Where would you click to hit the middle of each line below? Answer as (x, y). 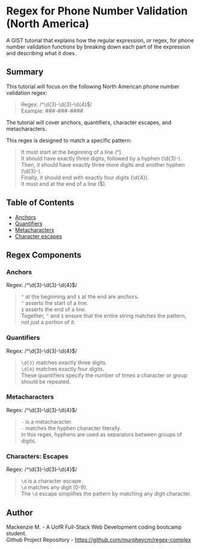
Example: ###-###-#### (52, 111)
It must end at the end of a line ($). (63, 183)
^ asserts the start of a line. (54, 303)
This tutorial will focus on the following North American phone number (93, 86)
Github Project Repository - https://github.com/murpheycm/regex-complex (99, 539)
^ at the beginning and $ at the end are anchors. (80, 297)
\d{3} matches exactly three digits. (64, 362)
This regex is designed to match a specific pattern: (69, 140)
